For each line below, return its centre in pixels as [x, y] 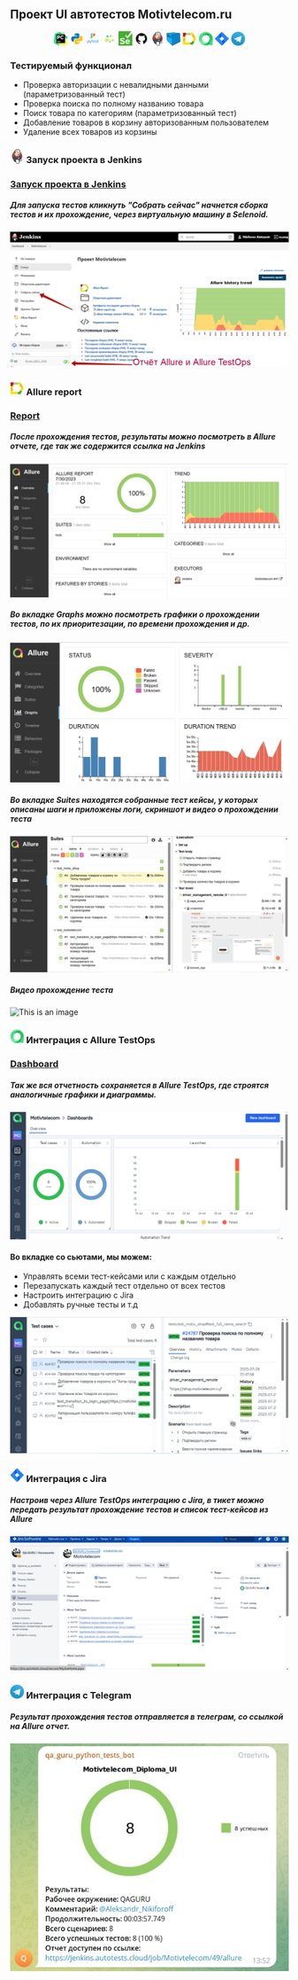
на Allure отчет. [40, 1726]
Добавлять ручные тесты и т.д [80, 1305]
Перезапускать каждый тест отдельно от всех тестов [124, 1286]
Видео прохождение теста [62, 990]
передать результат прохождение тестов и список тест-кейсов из [139, 1509]
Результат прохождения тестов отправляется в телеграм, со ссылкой [147, 1716]
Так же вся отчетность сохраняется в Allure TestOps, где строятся [139, 1085]
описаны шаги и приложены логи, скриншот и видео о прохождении [144, 809]
